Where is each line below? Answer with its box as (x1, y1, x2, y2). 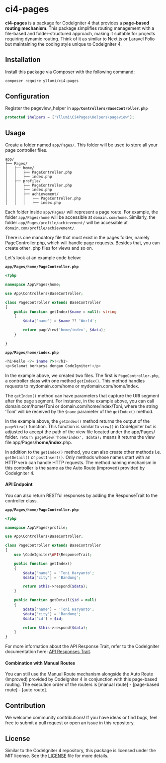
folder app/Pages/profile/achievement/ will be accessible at (5, 220, 128, 226)
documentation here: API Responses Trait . (5, 649, 91, 655)
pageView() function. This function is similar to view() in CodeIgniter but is (5, 423, 157, 429)
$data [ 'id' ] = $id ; (23, 616, 64, 621)
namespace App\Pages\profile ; (5, 525, 68, 530)
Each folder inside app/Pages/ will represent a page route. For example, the (5, 209, 158, 215)
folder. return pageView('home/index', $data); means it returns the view (5, 434, 155, 440)
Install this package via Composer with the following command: (5, 69, 135, 75)
